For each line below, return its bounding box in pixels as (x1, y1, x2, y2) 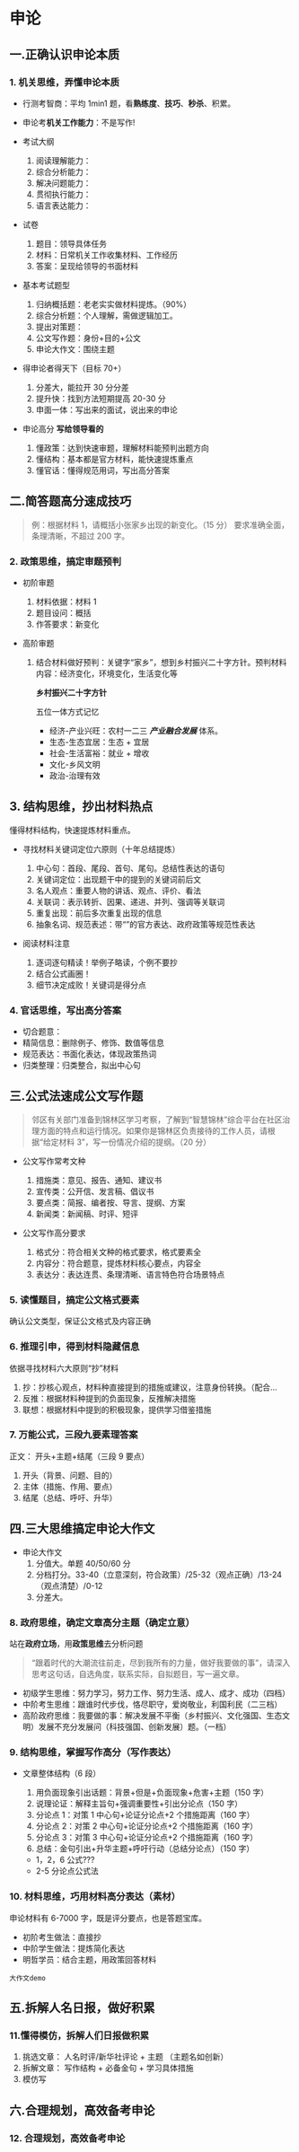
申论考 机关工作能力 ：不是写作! (22, 117, 136, 127)
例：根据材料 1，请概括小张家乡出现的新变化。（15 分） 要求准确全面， (31, 519, 290, 530)
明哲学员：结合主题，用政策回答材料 (22, 1954, 157, 1964)
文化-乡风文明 (48, 759, 101, 769)
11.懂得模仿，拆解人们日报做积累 (9, 2029, 150, 2042)
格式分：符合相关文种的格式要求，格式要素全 (35, 1246, 202, 1257)
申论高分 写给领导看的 (22, 423, 104, 434)
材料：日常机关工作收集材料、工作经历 (35, 249, 178, 260)
